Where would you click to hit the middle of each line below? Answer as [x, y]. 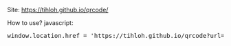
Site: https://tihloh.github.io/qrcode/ [58, 10]
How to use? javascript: [40, 23]
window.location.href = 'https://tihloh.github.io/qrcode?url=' [118, 36]
